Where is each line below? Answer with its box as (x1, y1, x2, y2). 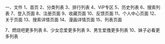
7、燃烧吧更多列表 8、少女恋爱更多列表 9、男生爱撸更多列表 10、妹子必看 (5, 27, 156, 33)
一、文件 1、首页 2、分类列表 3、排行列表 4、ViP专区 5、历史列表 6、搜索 (5, 4, 156, 10)
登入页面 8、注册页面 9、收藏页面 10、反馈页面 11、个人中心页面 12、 (17, 10, 159, 16)
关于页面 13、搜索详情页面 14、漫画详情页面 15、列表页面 (5, 17, 122, 22)
